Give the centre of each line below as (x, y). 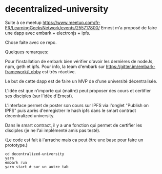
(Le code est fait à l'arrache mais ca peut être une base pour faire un (74, 140)
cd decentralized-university (35, 154)
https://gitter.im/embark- (131, 66)
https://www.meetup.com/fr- (72, 22)
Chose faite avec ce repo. (31, 42)
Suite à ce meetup (23, 22)
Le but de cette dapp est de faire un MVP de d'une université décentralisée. (81, 81)
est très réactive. (59, 71)
